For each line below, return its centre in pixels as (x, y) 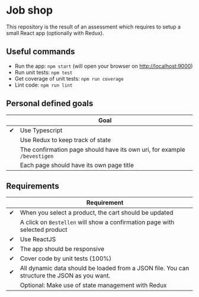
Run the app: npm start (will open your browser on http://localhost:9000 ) (104, 66)
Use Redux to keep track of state (65, 140)
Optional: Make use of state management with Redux (93, 285)
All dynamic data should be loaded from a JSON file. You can (105, 269)
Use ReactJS (38, 239)
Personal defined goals (50, 103)
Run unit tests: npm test (44, 72)
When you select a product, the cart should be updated (97, 213)
